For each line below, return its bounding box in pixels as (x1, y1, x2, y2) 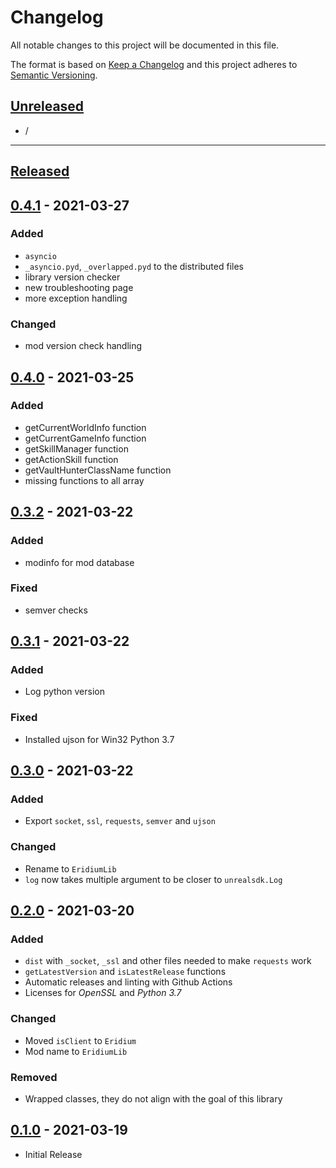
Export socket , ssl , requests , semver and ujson (24, 815, 216, 827)
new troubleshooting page (24, 281, 134, 293)
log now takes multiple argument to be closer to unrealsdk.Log (24, 873, 283, 885)
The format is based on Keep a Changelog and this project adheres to (10, 58, 298, 70)
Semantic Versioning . (10, 69, 98, 81)
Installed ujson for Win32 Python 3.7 (24, 733, 175, 745)
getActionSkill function (24, 453, 119, 465)
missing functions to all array (24, 474, 145, 486)
